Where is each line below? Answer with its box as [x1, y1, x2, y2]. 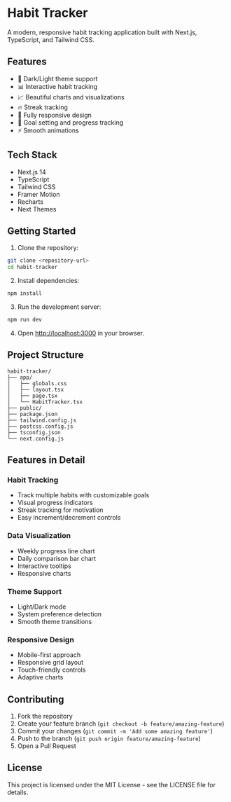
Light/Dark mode [17, 602, 66, 611]
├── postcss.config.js [7, 422, 73, 430]
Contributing [7, 693, 64, 705]
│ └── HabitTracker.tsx [7, 398, 83, 406]
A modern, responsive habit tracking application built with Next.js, [7, 28, 197, 36]
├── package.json [7, 410, 58, 417]
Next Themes [17, 205, 57, 213]
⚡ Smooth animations [17, 126, 79, 134]
